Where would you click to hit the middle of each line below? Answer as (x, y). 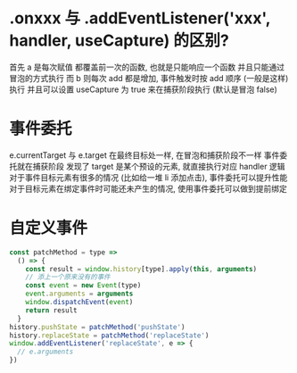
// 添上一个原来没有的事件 (68, 278)
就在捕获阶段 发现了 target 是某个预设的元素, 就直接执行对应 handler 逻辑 (151, 166)
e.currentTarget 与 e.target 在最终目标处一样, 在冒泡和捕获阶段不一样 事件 (144, 155)
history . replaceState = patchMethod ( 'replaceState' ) (109, 336)
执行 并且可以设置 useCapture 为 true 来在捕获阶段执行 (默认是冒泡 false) (144, 89)
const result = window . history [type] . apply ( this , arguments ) (141, 269)
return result (51, 310)
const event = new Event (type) (83, 286)
